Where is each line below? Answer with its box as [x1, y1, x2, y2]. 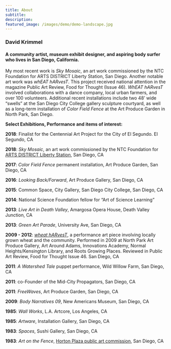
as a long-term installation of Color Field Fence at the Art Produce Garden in [5, 106, 165, 112]
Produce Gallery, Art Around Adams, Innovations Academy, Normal [5, 243, 146, 249]
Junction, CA [5, 212, 33, 218]
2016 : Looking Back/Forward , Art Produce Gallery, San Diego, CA [5, 177, 143, 183]
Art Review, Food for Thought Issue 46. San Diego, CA [5, 254, 119, 260]
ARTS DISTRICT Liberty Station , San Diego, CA [5, 152, 104, 158]
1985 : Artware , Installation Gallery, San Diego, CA [5, 318, 110, 325]
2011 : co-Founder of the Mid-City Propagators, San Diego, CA [5, 279, 136, 285]
